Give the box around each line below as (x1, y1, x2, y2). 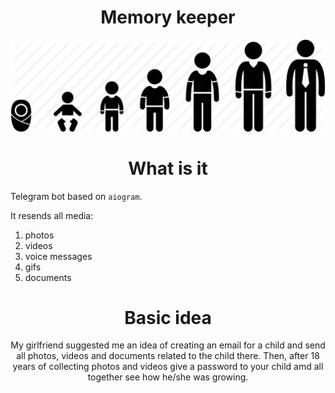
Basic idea (124, 306, 212, 329)
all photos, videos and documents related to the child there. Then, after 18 (16, 350, 320, 362)
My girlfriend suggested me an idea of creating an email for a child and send (10, 339, 326, 351)
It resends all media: (10, 209, 94, 221)
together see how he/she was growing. (87, 371, 249, 383)
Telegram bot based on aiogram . (10, 190, 143, 202)
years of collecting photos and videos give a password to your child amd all (12, 361, 324, 373)
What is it (128, 157, 208, 180)
